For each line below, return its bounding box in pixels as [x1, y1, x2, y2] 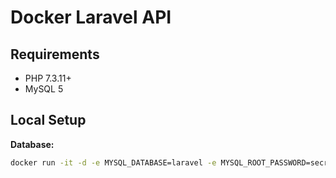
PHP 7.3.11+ [24, 72, 72, 84]
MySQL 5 [24, 83, 64, 95]
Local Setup [10, 112, 87, 129]
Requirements [10, 46, 100, 63]
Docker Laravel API [10, 6, 172, 29]
